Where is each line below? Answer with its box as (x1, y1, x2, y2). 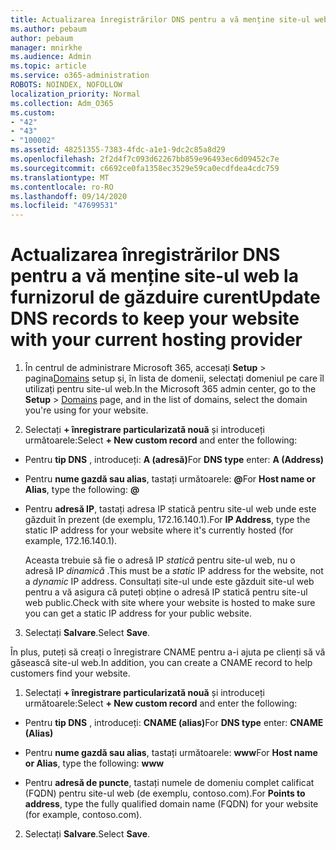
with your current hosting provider (10, 329, 303, 351)
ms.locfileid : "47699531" (10, 201, 118, 211)
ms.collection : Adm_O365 (10, 98, 114, 108)
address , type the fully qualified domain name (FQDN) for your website (24, 798, 319, 810)
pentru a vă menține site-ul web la (10, 265, 299, 288)
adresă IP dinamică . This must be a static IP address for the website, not (24, 565, 324, 577)
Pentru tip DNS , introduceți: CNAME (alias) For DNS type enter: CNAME (24, 717, 324, 729)
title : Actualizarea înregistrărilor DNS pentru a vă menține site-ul (10, 14, 311, 25)
